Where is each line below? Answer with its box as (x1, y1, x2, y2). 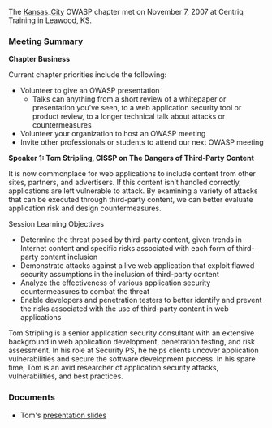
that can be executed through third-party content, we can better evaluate (8, 195, 253, 205)
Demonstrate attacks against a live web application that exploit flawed (19, 261, 255, 270)
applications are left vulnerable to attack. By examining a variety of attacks (8, 186, 258, 196)
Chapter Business (8, 54, 71, 64)
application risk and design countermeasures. (8, 203, 162, 214)
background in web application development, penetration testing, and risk (8, 337, 256, 347)
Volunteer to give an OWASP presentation (19, 85, 160, 96)
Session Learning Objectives (8, 219, 104, 229)
